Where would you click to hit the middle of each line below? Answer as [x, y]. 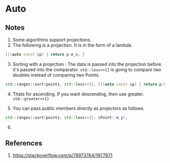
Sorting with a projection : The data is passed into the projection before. [88, 64]
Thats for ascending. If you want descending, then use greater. [78, 94]
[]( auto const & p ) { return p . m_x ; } [45, 54]
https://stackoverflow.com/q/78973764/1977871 [62, 155]
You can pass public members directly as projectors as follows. [78, 108]
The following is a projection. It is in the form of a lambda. [73, 45]
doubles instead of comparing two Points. [56, 75]
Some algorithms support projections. [52, 40]
